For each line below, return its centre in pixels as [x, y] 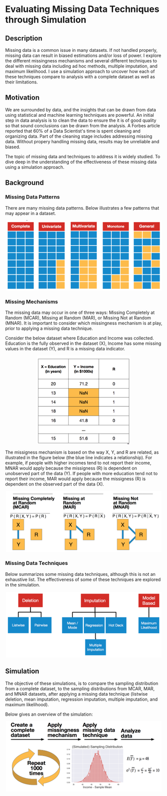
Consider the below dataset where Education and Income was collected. [80, 338]
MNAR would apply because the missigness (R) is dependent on [71, 468]
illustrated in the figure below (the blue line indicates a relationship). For [79, 458]
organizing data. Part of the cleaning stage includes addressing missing [79, 136]
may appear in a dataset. [31, 213]
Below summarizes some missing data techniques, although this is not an [81, 574]
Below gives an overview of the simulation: [49, 714]
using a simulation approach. [35, 167]
